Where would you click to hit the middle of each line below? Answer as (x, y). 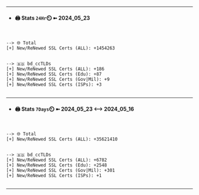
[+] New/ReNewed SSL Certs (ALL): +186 (55, 69)
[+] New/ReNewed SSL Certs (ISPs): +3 (54, 85)
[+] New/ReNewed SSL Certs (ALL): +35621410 (62, 139)
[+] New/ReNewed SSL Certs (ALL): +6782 (57, 160)
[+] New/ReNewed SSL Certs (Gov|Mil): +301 (61, 171)
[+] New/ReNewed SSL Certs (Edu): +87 (54, 74)
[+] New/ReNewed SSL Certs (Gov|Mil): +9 (58, 80)
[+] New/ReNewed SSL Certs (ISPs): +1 (54, 176)
